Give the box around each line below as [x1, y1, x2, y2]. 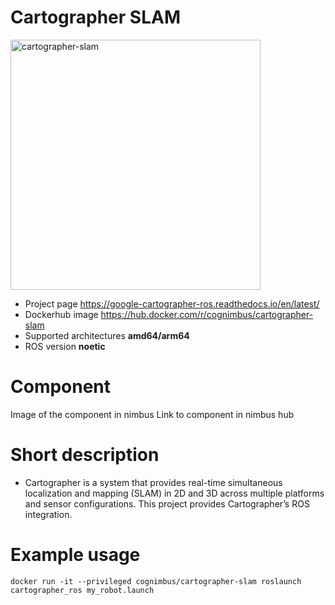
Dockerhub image [24, 308, 99, 320]
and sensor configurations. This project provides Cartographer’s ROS [24, 497, 310, 510]
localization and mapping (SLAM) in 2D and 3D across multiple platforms [24, 487, 325, 499]
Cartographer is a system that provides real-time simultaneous [24, 476, 283, 488]
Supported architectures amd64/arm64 [24, 329, 190, 341]
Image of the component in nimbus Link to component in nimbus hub [10, 408, 295, 420]
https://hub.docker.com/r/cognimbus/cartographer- [100, 308, 314, 320]
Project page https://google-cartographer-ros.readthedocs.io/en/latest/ [24, 297, 320, 310]
